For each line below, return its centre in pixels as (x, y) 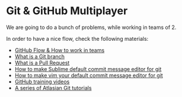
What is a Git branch (40, 56)
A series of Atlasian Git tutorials (53, 88)
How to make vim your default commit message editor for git (89, 75)
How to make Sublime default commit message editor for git (88, 69)
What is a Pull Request (42, 63)
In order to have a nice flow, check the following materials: (77, 38)
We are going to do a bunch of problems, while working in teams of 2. (91, 27)
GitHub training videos (42, 82)
